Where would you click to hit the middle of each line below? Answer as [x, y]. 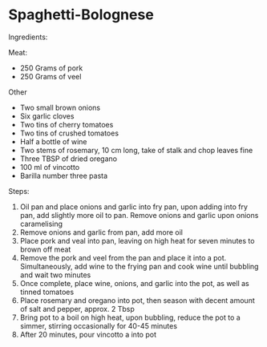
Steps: [19, 191]
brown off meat [45, 249]
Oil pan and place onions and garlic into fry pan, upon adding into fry [134, 207]
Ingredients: [28, 37]
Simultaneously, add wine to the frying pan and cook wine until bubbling [139, 266]
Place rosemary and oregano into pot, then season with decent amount [137, 300]
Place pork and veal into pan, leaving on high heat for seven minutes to [137, 240]
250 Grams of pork [51, 68]
